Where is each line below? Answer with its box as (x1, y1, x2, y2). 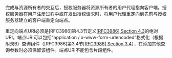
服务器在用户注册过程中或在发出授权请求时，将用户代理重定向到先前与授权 (9, 11, 167, 17)
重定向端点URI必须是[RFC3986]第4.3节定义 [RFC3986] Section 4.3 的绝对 (5, 28, 159, 34)
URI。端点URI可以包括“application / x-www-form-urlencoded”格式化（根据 (5, 35, 164, 40)
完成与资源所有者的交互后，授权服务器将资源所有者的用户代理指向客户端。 (5, 5, 162, 10)
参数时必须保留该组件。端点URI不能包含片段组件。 (9, 47, 116, 53)
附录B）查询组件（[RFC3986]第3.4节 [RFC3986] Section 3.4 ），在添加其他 (5, 41, 161, 47)
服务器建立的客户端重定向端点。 (5, 17, 73, 23)
